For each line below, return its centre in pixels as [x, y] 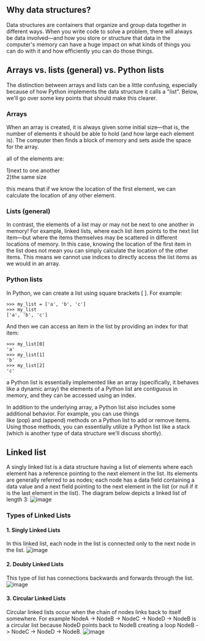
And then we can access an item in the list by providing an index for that [97, 326]
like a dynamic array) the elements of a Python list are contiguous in [92, 389]
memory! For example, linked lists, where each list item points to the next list [102, 231]
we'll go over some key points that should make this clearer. [82, 98]
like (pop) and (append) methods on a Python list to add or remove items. [99, 420]
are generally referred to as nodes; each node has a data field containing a [100, 480]
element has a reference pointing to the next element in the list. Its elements [102, 474]
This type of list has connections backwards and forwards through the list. [100, 578]
